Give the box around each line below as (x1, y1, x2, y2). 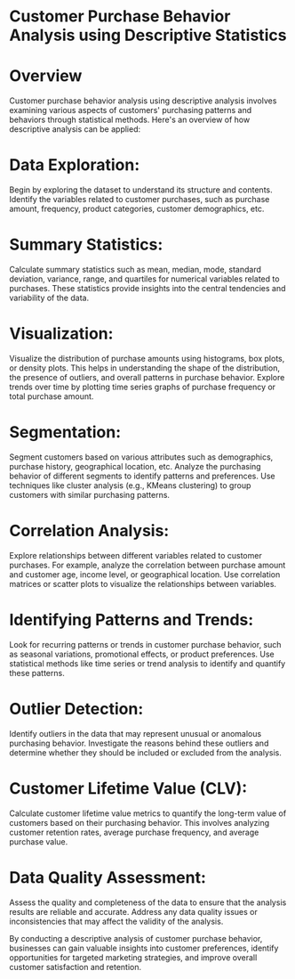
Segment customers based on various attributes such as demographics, (9, 452, 274, 462)
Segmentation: (9, 422, 122, 443)
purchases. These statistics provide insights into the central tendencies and (9, 283, 286, 293)
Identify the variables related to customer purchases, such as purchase (9, 194, 270, 205)
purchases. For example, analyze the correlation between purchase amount (9, 559, 286, 570)
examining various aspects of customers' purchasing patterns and (9, 105, 252, 116)
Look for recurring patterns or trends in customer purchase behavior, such (9, 639, 282, 649)
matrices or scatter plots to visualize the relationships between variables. (9, 578, 277, 589)
